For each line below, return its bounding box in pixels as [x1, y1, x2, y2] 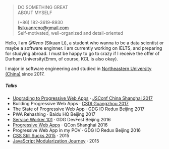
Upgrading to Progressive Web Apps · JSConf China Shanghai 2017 [12, 95, 153, 101]
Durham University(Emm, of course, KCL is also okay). [5, 56, 119, 62]
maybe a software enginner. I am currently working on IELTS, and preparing [5, 45, 162, 51]
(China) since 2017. [5, 71, 45, 77]
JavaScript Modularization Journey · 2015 [12, 138, 99, 144]
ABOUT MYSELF [17, 10, 52, 16]
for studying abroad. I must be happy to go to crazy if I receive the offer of [5, 50, 160, 56]
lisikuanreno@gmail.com [17, 25, 69, 31]
